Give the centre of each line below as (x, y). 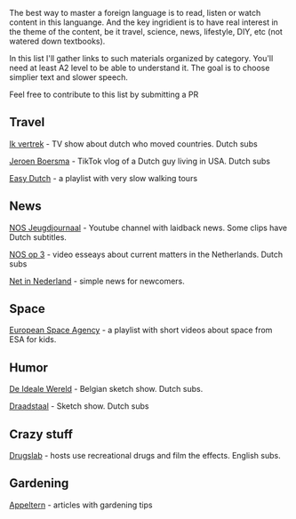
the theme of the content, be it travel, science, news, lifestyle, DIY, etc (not (146, 32)
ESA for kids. (33, 339)
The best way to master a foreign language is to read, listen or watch (135, 13)
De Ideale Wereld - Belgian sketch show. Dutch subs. (106, 389)
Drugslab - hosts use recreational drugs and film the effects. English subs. (145, 456)
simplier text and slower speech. (69, 77)
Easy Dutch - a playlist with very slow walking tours (104, 178)
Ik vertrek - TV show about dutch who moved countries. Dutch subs (133, 144)
